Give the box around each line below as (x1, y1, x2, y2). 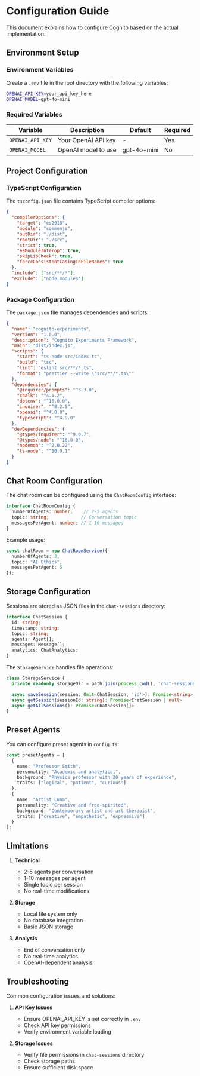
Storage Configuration (6, 587, 91, 597)
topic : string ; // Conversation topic (11, 514, 137, 520)
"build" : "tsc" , (17, 360, 58, 366)
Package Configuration (6, 295, 74, 304)
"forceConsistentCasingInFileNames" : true (17, 259, 124, 265)
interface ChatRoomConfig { (6, 503, 76, 509)
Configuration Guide (6, 4, 110, 18)
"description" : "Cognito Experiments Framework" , (11, 337, 137, 343)
